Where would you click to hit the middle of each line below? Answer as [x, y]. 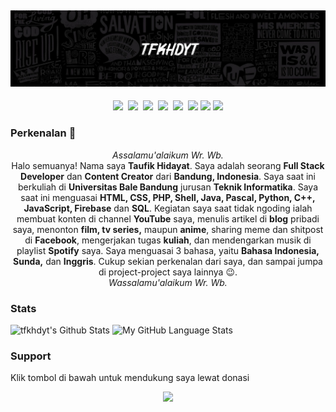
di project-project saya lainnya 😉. [168, 272]
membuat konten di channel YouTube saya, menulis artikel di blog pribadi [168, 218]
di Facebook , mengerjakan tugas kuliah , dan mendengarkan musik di [168, 240]
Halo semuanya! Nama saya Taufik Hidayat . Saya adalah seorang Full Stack [168, 165]
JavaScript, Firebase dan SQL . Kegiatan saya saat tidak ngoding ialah [168, 208]
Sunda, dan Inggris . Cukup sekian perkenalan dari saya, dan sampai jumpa [168, 261]
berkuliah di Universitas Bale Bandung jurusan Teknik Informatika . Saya [167, 187]
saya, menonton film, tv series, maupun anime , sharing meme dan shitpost [168, 229]
